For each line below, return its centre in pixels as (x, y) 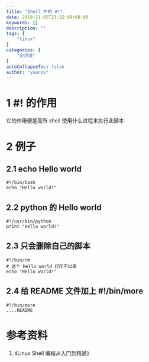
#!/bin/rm (18, 260)
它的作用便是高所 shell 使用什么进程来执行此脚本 (65, 121)
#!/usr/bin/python (29, 221)
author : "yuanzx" (27, 72)
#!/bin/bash (21, 183)
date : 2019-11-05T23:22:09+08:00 (47, 17)
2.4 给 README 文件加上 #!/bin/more (75, 291)
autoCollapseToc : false (35, 67)
